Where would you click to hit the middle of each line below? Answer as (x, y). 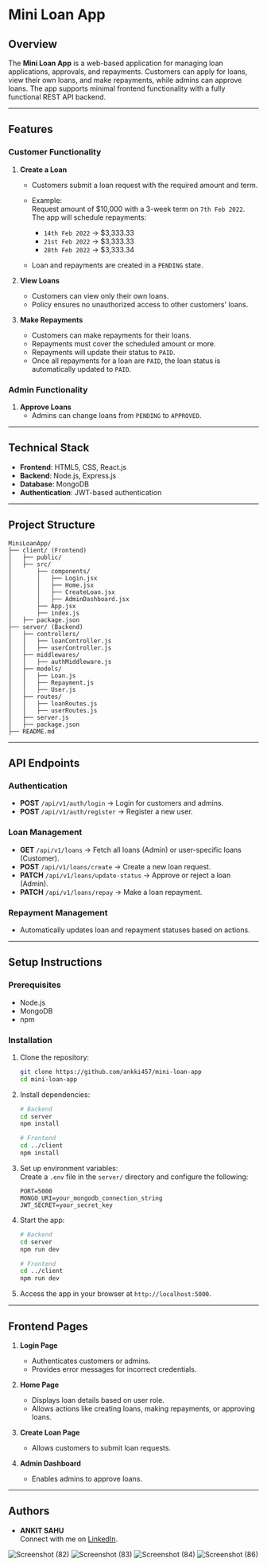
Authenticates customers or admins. (91, 1361)
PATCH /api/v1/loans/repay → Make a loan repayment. (111, 892)
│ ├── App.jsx (43, 606)
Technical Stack (49, 448)
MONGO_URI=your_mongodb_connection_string (91, 1198)
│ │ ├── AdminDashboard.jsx (69, 599)
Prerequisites (35, 985)
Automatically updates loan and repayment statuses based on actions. (135, 930)
